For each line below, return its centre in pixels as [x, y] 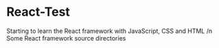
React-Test [38, 12]
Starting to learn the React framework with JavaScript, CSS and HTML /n [109, 31]
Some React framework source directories [66, 38]
